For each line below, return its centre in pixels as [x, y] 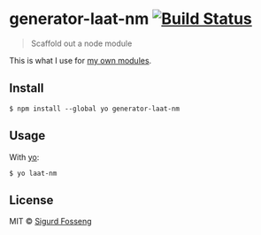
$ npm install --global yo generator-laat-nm [94, 109]
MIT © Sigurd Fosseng [50, 222]
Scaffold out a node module [81, 43]
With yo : [24, 157]
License [31, 200]
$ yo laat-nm [33, 173]
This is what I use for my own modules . [81, 60]
